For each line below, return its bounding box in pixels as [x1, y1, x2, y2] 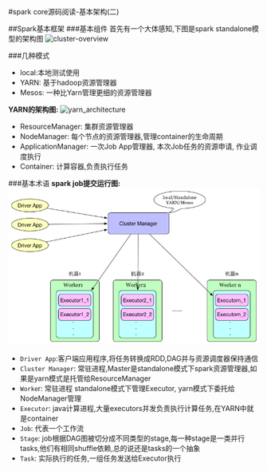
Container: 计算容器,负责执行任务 [19, 162, 129, 171]
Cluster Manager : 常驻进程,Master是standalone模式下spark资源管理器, [19, 364, 250, 374]
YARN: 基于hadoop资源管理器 [19, 78, 117, 87]
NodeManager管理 [19, 394, 82, 403]
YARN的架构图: [8, 105, 59, 114]
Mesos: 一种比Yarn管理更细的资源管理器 [19, 88, 152, 97]
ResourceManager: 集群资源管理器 [19, 122, 134, 131]
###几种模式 [8, 51, 50, 60]
